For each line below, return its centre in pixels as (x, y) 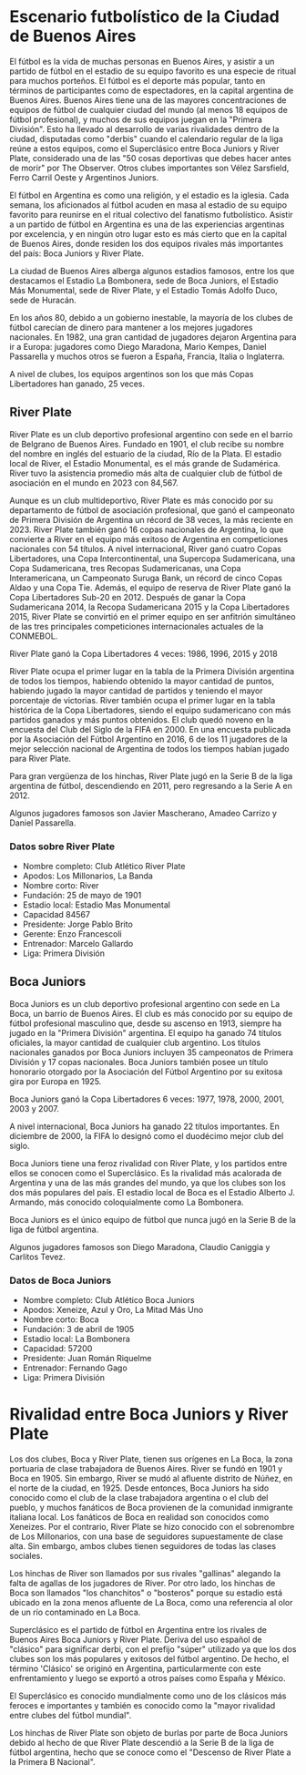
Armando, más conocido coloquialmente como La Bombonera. (127, 1202)
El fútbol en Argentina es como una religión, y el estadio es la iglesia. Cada (149, 195)
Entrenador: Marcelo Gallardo (78, 944)
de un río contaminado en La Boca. (75, 1612)
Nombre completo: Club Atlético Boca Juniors (109, 1300)
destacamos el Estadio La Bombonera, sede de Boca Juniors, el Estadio (144, 281)
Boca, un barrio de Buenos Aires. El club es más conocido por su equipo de (151, 1013)
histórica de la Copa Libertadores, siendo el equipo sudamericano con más (150, 710)
